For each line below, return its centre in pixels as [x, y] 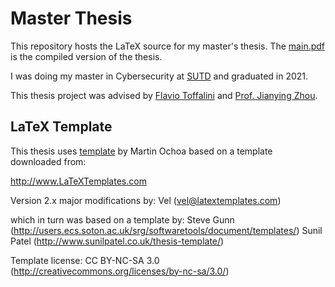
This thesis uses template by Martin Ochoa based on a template [141, 151]
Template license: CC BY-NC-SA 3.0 [85, 260]
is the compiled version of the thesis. [86, 56]
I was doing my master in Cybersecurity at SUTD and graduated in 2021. [159, 76]
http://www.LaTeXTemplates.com [78, 181]
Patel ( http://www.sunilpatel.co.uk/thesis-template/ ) [117, 241]
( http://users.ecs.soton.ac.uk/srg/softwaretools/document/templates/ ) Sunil [166, 230]
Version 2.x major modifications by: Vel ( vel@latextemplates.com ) [146, 200]
